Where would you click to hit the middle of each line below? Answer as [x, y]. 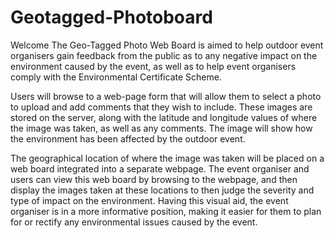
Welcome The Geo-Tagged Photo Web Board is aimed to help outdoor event [167, 45]
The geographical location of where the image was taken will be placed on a [167, 158]
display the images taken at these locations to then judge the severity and [162, 190]
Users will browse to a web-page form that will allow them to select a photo [166, 96]
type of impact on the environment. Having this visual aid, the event [149, 200]
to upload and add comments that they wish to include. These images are [161, 107]
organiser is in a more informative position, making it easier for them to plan [166, 211]
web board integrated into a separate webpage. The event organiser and [160, 168]
